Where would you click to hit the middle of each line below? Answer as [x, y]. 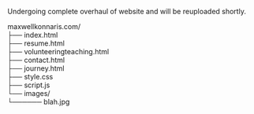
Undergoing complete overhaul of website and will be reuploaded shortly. [127, 11]
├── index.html [33, 35]
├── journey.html [36, 68]
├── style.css [30, 77]
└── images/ [29, 93]
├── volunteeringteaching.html [58, 51]
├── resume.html [36, 43]
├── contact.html [36, 60]
